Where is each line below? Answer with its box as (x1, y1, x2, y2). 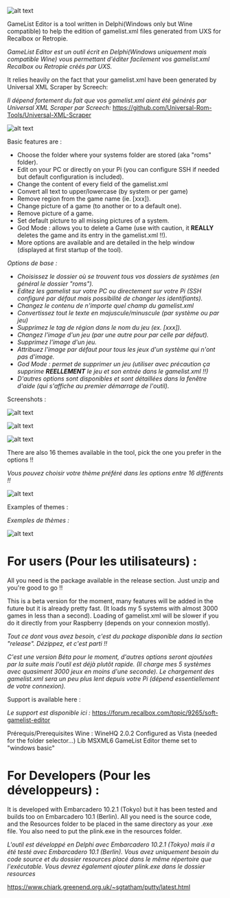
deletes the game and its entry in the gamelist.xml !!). (16, 231, 168, 239)
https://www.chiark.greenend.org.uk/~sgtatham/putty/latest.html (7, 883, 191, 891)
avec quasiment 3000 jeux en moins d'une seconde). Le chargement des (7, 667, 215, 675)
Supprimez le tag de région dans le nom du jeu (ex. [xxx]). (16, 324, 182, 331)
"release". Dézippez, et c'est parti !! (7, 639, 108, 647)
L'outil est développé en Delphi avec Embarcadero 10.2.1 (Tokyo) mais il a (7, 840, 215, 849)
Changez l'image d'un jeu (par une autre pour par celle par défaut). (16, 330, 209, 339)
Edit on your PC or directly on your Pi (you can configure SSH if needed (16, 166, 220, 173)
